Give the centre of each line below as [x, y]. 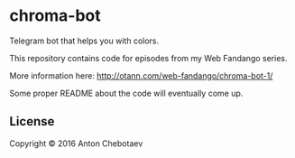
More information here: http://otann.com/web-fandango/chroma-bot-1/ [141, 75]
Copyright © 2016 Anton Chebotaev [76, 143]
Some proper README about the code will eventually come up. [126, 93]
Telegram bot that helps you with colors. [84, 41]
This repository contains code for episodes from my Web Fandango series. [148, 58]
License [32, 121]
